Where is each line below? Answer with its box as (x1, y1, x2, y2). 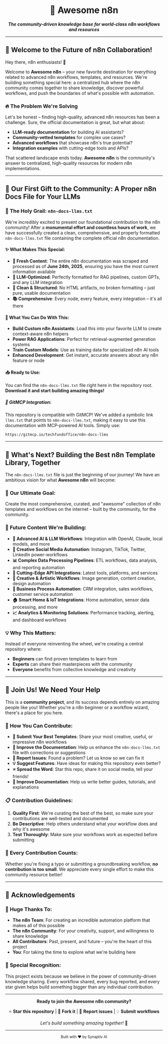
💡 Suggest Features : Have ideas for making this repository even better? (12, 760, 161, 766)
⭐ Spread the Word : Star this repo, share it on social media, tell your (12, 766, 153, 772)
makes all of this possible (12, 923, 65, 929)
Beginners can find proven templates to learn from (12, 656, 117, 662)
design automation (12, 580, 51, 586)
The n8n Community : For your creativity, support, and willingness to (12, 928, 154, 934)
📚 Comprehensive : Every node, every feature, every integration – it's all (12, 296, 162, 302)
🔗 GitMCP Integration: (5, 399, 51, 405)
